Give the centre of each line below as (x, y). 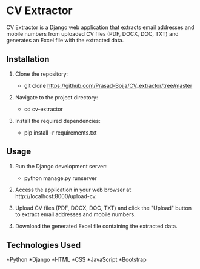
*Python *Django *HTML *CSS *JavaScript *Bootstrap (76, 260)
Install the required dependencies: (58, 121)
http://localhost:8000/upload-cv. (56, 196)
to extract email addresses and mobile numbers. (75, 214)
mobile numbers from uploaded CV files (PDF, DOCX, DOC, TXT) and (92, 33)
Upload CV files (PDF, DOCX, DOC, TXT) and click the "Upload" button (103, 208)
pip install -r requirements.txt (60, 132)
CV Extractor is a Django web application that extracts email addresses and (100, 27)
